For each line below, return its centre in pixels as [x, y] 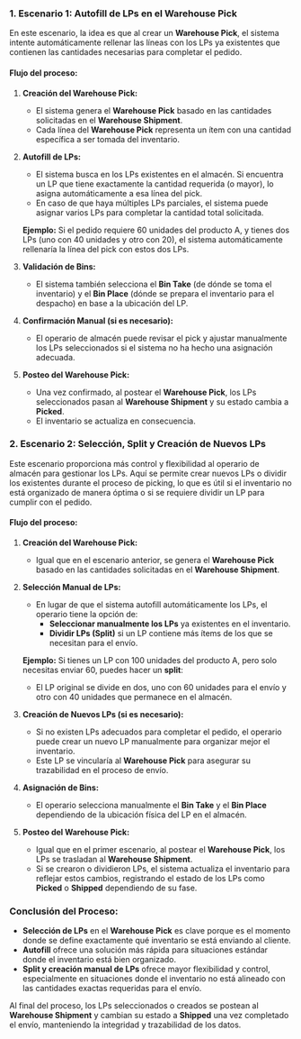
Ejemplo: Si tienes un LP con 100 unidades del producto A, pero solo [149, 660]
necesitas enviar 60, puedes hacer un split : [103, 670]
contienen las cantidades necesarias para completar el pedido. [126, 52]
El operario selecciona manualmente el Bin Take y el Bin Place [151, 805]
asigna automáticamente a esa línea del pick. [119, 193]
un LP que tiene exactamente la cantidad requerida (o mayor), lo [155, 184]
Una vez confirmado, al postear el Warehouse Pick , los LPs [146, 392]
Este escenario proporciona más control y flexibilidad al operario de [134, 463]
